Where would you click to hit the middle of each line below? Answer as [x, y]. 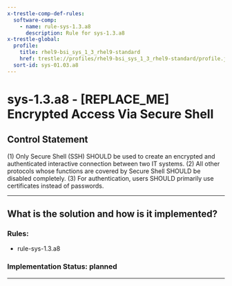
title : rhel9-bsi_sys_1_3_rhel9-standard [80, 53]
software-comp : [35, 20]
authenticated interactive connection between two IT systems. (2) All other [114, 163]
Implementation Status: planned [62, 267]
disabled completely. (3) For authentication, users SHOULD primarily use [110, 178]
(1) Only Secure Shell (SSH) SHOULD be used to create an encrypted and [111, 156]
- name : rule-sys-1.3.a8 [55, 26]
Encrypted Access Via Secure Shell [110, 114]
